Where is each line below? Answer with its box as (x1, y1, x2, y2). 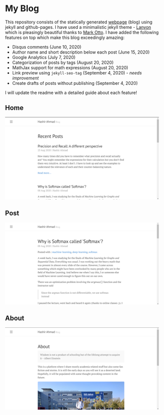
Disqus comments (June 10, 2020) (12, 44, 82, 50)
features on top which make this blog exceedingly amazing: (5, 35, 125, 40)
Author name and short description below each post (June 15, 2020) (12, 49, 150, 55)
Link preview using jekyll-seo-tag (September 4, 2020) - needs (12, 70, 142, 75)
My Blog (5, 3, 39, 14)
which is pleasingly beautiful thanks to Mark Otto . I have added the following (5, 29, 159, 35)
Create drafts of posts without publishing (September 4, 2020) (12, 80, 138, 86)
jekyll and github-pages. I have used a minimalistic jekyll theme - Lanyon (5, 24, 151, 30)
